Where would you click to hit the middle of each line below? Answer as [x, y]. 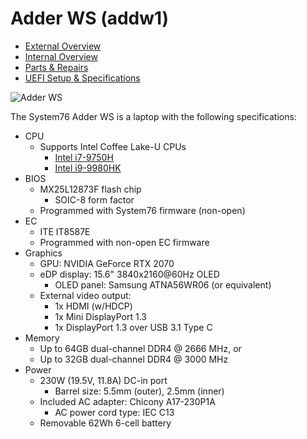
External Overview [63, 46]
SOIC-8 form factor [94, 199]
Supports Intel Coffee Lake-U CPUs [113, 146]
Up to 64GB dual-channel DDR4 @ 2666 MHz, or [140, 348]
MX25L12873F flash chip [90, 189]
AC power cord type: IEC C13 [114, 412]
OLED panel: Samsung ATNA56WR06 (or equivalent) [163, 284]
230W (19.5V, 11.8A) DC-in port [103, 380]
